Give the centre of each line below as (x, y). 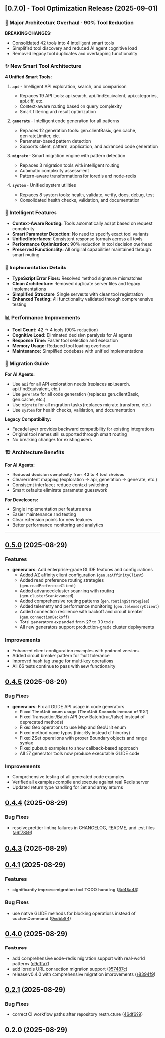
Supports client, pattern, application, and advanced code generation (89, 146)
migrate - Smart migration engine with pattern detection (69, 155)
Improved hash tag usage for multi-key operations (63, 661)
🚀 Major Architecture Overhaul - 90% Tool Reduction (69, 23)
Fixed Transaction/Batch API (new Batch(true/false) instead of (82, 717)
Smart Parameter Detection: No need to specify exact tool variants (80, 234)
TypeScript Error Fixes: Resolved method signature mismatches (77, 278)
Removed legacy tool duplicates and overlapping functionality (75, 53)
